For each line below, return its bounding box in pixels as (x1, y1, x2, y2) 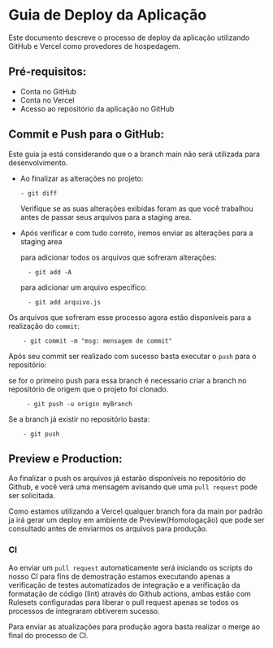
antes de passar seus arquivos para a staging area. (19, 212, 192, 221)
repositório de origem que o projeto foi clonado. (8, 384, 169, 394)
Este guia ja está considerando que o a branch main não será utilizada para (8, 149, 260, 159)
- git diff (19, 189, 58, 197)
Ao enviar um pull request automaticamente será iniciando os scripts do (8, 563, 253, 572)
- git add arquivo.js (28, 298, 102, 306)
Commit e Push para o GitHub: (8, 128, 165, 142)
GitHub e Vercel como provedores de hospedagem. (8, 41, 181, 50)
